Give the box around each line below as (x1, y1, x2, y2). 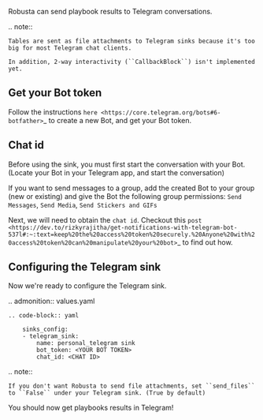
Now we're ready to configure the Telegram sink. (8, 281, 167, 291)
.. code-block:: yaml (8, 312, 80, 320)
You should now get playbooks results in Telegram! (8, 403, 174, 413)
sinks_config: (22, 325, 69, 334)
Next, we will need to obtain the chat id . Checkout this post (8, 215, 202, 224)
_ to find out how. (176, 237, 234, 247)
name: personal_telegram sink (36, 339, 135, 347)
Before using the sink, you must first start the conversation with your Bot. (8, 159, 246, 169)
